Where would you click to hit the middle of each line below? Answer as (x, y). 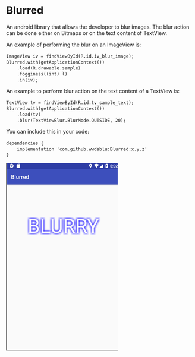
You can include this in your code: (48, 131)
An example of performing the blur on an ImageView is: (74, 45)
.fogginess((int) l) (42, 74)
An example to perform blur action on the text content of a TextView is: (93, 91)
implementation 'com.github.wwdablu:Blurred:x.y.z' (82, 149)
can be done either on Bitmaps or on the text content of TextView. (87, 33)
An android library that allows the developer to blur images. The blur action (98, 27)
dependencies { (25, 143)
